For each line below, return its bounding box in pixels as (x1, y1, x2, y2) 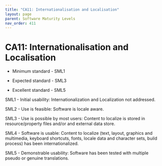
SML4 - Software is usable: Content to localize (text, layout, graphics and (5, 130, 153, 136)
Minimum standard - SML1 (12, 68, 65, 74)
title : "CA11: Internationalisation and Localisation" (5, 7, 119, 12)
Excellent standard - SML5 (12, 87, 66, 93)
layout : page (5, 12, 32, 17)
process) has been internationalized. (5, 141, 79, 146)
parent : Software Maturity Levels (5, 16, 76, 21)
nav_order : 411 (5, 21, 36, 26)
